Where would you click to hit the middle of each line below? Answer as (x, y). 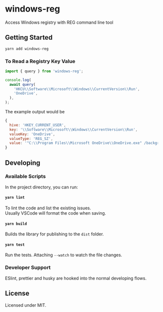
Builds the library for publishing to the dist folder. (55, 234)
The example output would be (35, 112)
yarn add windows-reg (27, 49)
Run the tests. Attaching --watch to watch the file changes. (64, 255)
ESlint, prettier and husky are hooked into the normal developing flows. (76, 278)
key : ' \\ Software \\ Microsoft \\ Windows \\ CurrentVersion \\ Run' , (73, 129)
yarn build (16, 224)
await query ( (23, 84)
